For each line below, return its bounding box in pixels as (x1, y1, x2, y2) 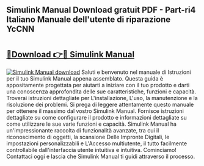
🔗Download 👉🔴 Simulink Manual (6, 49, 135, 60)
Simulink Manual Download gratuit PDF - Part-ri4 (6, 5, 196, 15)
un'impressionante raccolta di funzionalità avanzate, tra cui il (6, 127, 159, 134)
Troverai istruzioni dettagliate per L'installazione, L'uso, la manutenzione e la (6, 95, 199, 101)
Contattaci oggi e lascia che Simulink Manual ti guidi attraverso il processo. (6, 153, 195, 160)
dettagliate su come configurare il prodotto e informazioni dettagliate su (6, 114, 188, 121)
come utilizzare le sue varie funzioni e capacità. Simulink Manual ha (6, 120, 177, 128)
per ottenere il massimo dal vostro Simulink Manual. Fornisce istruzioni (6, 107, 184, 115)
